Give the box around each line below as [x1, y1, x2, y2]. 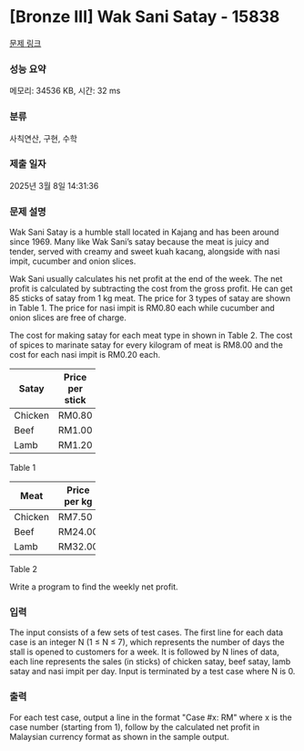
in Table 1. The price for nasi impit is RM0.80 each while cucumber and [9, 303, 275, 314]
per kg [63, 495, 93, 508]
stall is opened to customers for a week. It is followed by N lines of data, [9, 646, 279, 658]
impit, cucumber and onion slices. [9, 256, 137, 266]
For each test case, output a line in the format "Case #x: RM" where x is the [9, 712, 293, 723]
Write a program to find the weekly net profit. [9, 581, 179, 592]
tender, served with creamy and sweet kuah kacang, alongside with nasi [9, 246, 280, 257]
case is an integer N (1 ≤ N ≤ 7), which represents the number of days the [9, 637, 285, 648]
